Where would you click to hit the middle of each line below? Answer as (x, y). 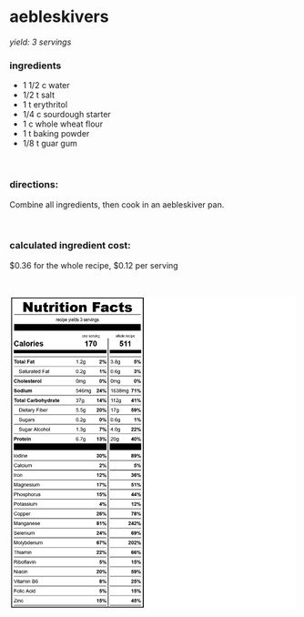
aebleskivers (59, 17)
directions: (34, 185)
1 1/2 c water (46, 86)
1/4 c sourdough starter (66, 115)
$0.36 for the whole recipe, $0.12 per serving (94, 265)
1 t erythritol (45, 105)
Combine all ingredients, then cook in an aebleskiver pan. (117, 204)
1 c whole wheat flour (62, 124)
